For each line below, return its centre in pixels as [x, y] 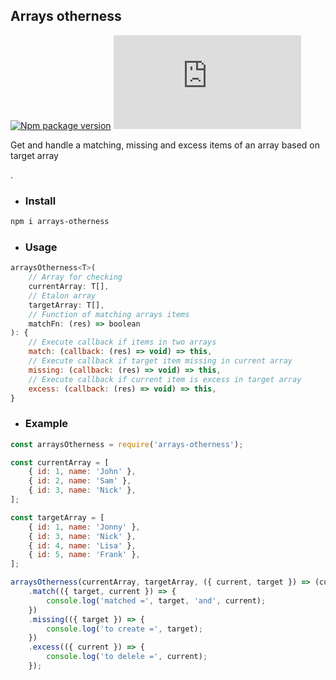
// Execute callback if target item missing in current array [160, 361]
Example [46, 424]
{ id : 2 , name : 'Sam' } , [80, 481]
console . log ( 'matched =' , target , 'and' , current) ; [156, 600]
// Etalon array [62, 295]
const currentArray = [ [60, 462]
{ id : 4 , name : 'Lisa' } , [82, 545]
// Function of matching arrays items [109, 314]
